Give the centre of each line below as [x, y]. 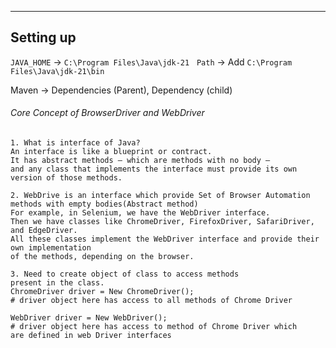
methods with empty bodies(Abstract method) [104, 204]
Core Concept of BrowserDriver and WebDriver [107, 113]
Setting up [43, 37]
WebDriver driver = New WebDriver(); [89, 318]
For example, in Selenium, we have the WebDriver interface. [140, 213]
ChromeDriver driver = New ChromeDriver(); [102, 292]
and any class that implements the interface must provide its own [154, 169]
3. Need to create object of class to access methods [125, 274]
